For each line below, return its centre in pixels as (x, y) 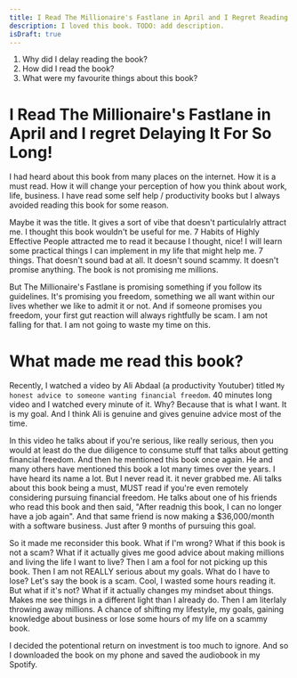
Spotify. (24, 665)
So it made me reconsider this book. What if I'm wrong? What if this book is (147, 543)
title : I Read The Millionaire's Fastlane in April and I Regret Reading (149, 17)
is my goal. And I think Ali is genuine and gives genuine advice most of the (145, 414)
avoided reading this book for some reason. (89, 205)
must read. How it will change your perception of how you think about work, (148, 186)
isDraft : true (36, 34)
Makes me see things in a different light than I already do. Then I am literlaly (148, 600)
